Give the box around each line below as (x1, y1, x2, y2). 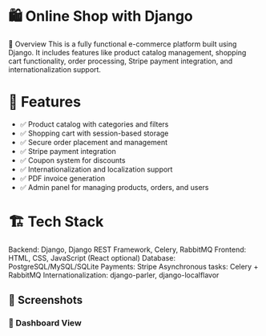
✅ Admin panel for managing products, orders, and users (19, 182, 209, 192)
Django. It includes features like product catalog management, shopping (8, 47, 247, 57)
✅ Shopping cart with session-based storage (19, 128, 169, 138)
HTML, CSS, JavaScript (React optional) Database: (8, 253, 176, 262)
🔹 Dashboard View (8, 318, 82, 329)
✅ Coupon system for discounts (19, 155, 126, 165)
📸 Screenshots (8, 293, 83, 307)
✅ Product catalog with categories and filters (19, 119, 169, 129)
